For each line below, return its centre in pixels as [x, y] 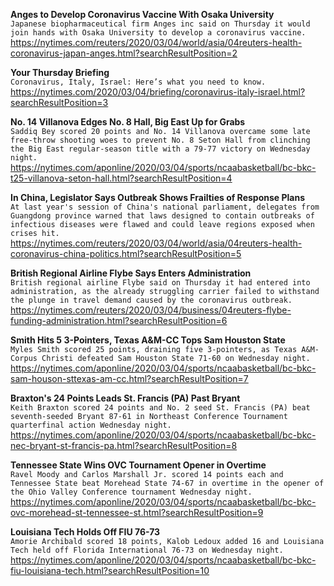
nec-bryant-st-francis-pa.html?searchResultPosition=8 [124, 445]
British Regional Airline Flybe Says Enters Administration [131, 273]
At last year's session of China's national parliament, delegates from [165, 207]
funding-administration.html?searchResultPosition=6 [119, 320]
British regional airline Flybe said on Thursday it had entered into [160, 283]
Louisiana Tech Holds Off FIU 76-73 [85, 532]
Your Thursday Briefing [60, 72]
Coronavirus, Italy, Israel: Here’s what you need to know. [138, 82]
